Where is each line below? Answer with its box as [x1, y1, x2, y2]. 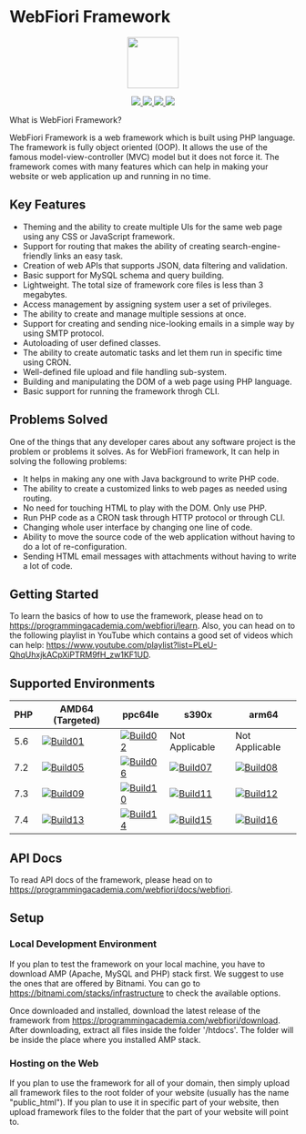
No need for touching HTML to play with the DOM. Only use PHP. [22, 502, 267, 513]
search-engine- [221, 240, 280, 251]
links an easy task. [54, 250, 124, 261]
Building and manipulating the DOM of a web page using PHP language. [22, 376, 292, 387]
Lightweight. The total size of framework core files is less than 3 [22, 279, 264, 290]
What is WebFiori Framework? [9, 114, 122, 125]
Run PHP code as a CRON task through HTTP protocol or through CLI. [22, 511, 285, 522]
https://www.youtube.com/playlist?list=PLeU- [46, 640, 218, 651]
